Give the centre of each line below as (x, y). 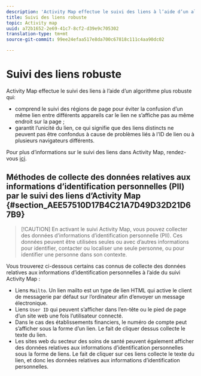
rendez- (176, 152)
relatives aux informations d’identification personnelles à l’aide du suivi (93, 272)
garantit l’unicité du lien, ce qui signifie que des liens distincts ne (94, 128)
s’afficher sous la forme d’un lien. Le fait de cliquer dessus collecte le (100, 328)
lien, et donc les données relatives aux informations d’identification (98, 360)
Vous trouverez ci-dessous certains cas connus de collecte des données (96, 266)
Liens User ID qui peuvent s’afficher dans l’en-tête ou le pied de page (100, 309)
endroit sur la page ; (39, 121)
